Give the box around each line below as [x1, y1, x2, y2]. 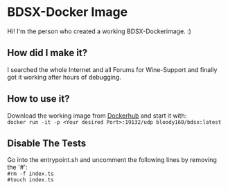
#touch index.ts [7, 177, 54, 183]
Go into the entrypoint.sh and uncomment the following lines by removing [7, 156, 217, 164]
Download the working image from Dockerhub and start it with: [7, 111, 187, 120]
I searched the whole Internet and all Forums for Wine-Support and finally [7, 65, 218, 73]
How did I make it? [7, 47, 88, 59]
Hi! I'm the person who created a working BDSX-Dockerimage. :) [7, 27, 192, 35]
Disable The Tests [7, 137, 87, 149]
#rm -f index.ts [7, 170, 54, 177]
